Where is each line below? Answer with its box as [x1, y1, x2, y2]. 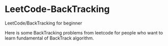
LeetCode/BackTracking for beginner [5, 20, 82, 26]
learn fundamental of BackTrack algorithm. [5, 35, 94, 41]
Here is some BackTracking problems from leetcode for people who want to [5, 29, 163, 35]
